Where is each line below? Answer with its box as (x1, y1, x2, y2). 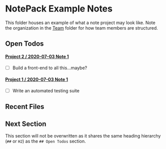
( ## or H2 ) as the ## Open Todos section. (5, 138, 86, 144)
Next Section (5, 119, 46, 128)
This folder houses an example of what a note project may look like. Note (5, 20, 156, 26)
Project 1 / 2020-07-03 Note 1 (5, 76, 68, 83)
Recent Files (5, 102, 44, 111)
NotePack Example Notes (5, 3, 112, 15)
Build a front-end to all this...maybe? (12, 65, 87, 71)
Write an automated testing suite (12, 87, 80, 93)
